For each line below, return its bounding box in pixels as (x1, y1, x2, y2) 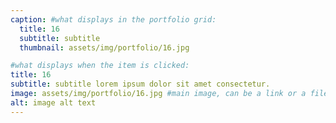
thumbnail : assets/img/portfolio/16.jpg (19, 42, 190, 53)
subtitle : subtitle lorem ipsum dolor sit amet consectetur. (10, 79, 271, 90)
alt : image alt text (10, 97, 97, 108)
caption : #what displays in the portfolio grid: (10, 14, 217, 25)
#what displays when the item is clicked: (10, 61, 190, 71)
